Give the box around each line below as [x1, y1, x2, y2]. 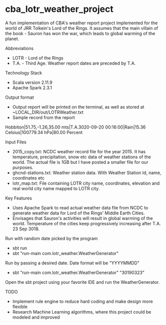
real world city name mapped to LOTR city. [12, 185, 100, 192]
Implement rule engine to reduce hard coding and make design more [12, 298, 153, 304]
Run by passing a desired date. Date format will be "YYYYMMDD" [5, 260, 140, 266]
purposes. [12, 164, 34, 170]
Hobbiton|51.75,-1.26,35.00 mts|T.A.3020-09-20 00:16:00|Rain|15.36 [5, 124, 146, 130]
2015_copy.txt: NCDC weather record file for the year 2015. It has [12, 148, 146, 154]
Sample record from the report [12, 114, 76, 120]
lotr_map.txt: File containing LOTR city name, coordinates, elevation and [12, 180, 160, 186]
